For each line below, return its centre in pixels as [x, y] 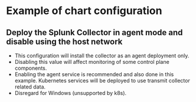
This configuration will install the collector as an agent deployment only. [102, 56]
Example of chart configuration [84, 11]
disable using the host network [64, 41]
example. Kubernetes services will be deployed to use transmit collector [102, 81]
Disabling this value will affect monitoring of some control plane [92, 62]
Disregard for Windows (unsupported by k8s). [71, 93]
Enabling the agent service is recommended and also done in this [94, 74]
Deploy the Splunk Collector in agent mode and [94, 33]
